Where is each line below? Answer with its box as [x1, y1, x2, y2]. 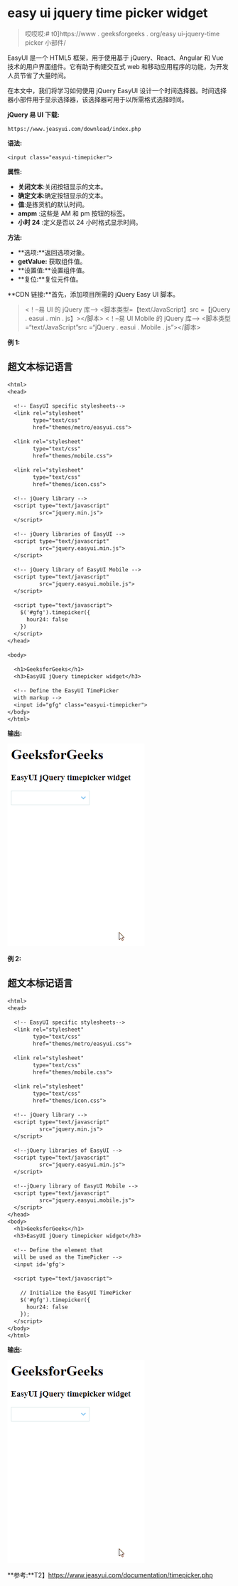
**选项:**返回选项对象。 [17, 248, 89, 257]
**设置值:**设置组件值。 [17, 265, 89, 275]
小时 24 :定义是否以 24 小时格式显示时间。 [17, 218, 142, 226]
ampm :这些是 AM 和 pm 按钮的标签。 [17, 208, 129, 218]
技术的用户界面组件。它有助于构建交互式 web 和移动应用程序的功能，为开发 [7, 62, 229, 70]
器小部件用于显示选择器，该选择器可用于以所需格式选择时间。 [7, 95, 188, 104]
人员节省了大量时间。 [7, 71, 70, 80]
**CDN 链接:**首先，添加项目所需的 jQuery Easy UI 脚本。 [7, 290, 180, 298]
